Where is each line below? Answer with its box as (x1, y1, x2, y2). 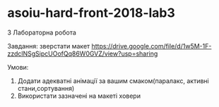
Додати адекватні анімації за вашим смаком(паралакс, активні (17, 76, 210, 85)
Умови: (7, 63, 29, 71)
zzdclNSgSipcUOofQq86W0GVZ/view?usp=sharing (7, 49, 158, 58)
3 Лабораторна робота (7, 28, 76, 37)
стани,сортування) (17, 84, 75, 92)
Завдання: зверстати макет (7, 42, 90, 50)
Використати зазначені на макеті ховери (17, 92, 141, 100)
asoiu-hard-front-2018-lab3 (7, 5, 175, 21)
